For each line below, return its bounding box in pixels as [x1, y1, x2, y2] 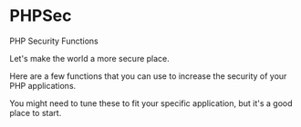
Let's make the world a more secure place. [9, 53, 171, 63]
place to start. [9, 107, 62, 118]
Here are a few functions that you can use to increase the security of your [9, 70, 287, 82]
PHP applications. [9, 80, 77, 91]
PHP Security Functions [9, 35, 99, 46]
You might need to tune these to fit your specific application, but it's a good [9, 97, 294, 109]
